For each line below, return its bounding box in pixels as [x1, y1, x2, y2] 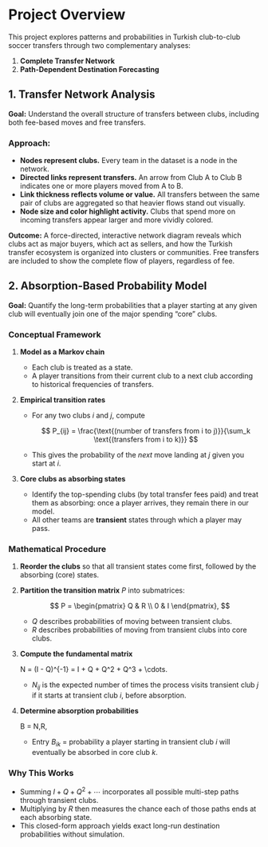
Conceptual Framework [8, 329, 101, 340]
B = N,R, [19, 721, 48, 731]
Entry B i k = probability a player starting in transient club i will [31, 737, 231, 749]
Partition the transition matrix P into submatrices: [19, 585, 185, 595]
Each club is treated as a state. [31, 362, 133, 373]
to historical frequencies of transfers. [31, 380, 154, 390]
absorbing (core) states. [19, 570, 100, 580]
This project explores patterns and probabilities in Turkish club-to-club [8, 32, 241, 42]
